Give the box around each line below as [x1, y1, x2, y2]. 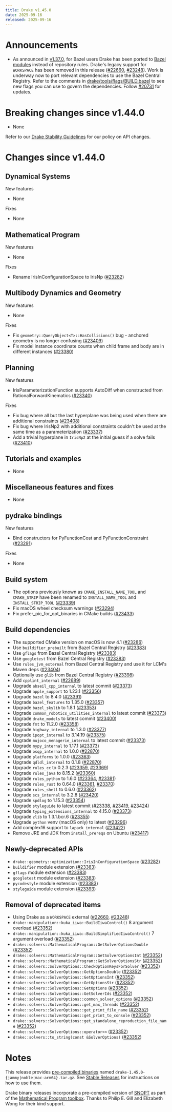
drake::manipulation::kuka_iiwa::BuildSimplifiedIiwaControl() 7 [12, 930, 155, 937]
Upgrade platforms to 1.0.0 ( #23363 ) [12, 753, 91, 759]
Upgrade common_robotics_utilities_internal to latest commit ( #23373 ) [12, 710, 167, 716]
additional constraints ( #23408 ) [12, 418, 80, 424]
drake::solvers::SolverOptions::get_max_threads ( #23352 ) [12, 1001, 140, 1007]
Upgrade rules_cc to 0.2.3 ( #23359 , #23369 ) [12, 764, 109, 770]
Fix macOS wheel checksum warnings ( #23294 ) [12, 605, 115, 611]
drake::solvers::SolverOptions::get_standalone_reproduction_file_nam [12, 1019, 167, 1024]
